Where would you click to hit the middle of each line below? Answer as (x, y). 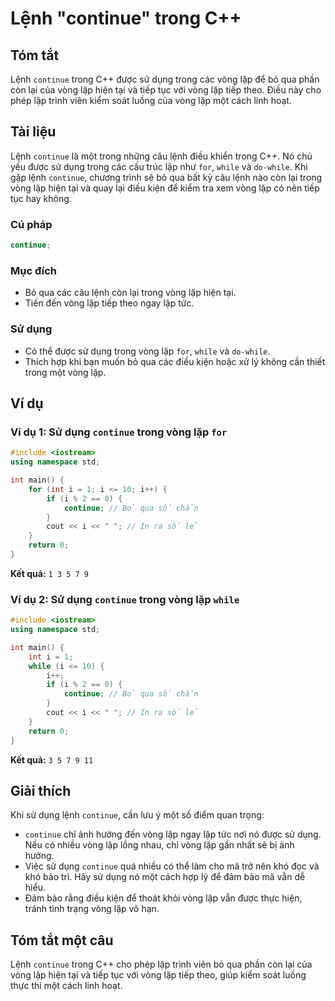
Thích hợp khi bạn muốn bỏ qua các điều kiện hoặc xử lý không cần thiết (175, 361)
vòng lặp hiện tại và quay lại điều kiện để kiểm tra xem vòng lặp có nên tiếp (165, 188)
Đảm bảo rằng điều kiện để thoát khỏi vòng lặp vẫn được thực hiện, (163, 898)
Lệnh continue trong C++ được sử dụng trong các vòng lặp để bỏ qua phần (165, 79)
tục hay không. (41, 198)
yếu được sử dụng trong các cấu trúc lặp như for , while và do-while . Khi (159, 166)
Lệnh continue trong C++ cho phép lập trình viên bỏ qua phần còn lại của (161, 964)
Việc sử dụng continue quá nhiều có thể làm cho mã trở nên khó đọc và (172, 866)
